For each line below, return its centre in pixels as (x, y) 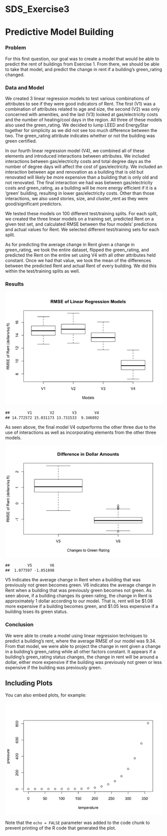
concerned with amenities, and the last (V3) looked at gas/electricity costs (82, 114)
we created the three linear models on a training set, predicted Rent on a (80, 219)
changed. (15, 75)
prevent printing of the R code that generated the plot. (61, 828)
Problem (16, 48)
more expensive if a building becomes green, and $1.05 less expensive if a (82, 606)
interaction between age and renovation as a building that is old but (74, 172)
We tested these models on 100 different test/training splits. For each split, (82, 213)
